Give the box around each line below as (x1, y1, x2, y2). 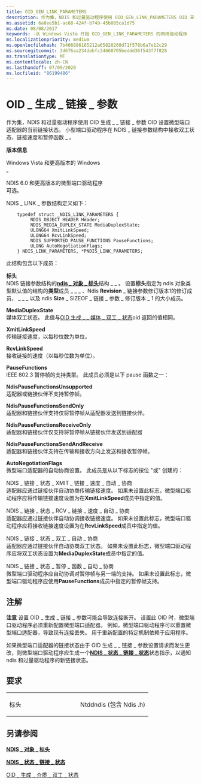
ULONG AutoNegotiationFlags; (30, 243, 103, 249)
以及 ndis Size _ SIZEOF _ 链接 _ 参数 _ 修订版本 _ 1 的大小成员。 (29, 295, 187, 302)
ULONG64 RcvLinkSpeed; (30, 233, 87, 239)
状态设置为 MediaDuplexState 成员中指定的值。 (32, 550, 148, 557)
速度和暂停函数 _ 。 (26, 134, 75, 141)
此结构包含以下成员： (6, 260, 59, 267)
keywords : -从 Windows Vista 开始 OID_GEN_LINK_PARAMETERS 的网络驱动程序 (6, 31, 188, 37)
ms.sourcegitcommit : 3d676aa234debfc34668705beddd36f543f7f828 (6, 48, 167, 54)
